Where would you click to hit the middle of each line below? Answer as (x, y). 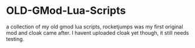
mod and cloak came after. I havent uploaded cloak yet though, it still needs (97, 32)
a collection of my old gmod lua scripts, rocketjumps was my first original (95, 27)
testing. (15, 39)
